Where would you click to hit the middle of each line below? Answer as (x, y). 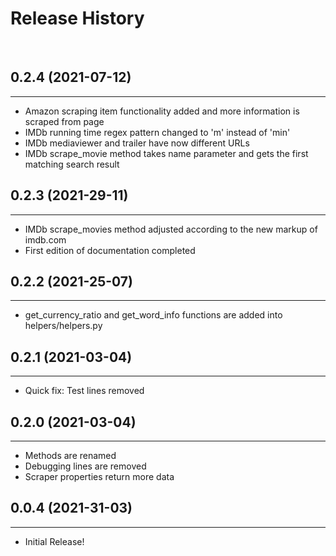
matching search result (72, 164)
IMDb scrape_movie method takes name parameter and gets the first (166, 153)
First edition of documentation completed (110, 250)
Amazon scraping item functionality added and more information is (162, 111)
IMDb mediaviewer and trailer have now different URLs (137, 143)
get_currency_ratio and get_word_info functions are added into (153, 315)
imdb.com (45, 239)
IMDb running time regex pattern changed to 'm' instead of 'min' (157, 132)
